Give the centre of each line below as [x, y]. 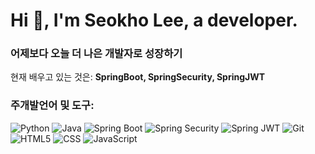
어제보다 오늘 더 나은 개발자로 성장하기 [96, 54]
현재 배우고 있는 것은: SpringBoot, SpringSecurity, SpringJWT [138, 77]
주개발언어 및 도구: [52, 106]
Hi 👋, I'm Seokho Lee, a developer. [154, 20]
